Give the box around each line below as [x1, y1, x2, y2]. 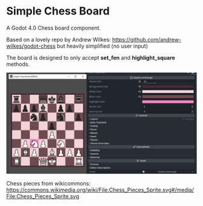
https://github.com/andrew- [112, 36, 182, 43]
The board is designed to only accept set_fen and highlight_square [6, 54, 175, 61]
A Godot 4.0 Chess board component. [6, 24, 101, 31]
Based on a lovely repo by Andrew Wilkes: [6, 36, 111, 43]
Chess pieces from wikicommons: [6, 180, 91, 187]
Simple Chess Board [6, 4, 110, 18]
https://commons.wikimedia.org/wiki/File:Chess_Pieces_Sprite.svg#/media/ [6, 186, 195, 194]
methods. [6, 60, 30, 68]
